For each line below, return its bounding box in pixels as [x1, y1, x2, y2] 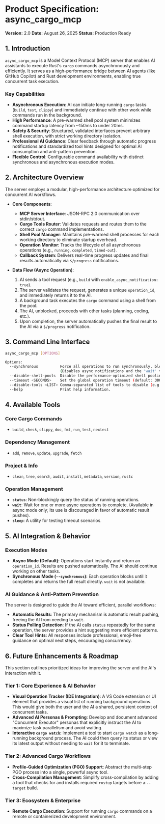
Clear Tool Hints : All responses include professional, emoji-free [12, 632, 141, 638]
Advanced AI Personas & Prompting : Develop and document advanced [12, 714, 158, 720]
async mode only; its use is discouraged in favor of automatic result [12, 507, 150, 513]
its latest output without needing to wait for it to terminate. [12, 741, 130, 746]
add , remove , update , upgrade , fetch [12, 450, 82, 456]
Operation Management [5, 485, 63, 492]
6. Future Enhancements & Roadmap [5, 652, 119, 660]
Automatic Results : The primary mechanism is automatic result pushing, [12, 611, 160, 617]
